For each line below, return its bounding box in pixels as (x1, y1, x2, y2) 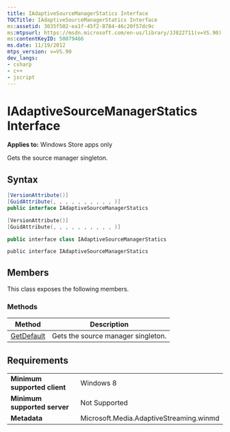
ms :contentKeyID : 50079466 (7, 36, 84, 43)
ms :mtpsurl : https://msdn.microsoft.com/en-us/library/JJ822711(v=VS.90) (7, 29, 222, 36)
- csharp (7, 61, 32, 68)
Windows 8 (80, 379, 117, 388)
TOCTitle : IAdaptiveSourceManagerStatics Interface (7, 16, 157, 23)
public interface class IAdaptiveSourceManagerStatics (7, 236, 167, 243)
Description (90, 320, 129, 329)
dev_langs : (7, 55, 38, 62)
